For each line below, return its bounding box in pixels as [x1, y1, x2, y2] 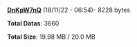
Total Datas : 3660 [7, 19, 60, 27]
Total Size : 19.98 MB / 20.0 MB [7, 32, 95, 41]
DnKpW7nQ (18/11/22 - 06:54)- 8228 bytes [7, 6, 130, 14]
